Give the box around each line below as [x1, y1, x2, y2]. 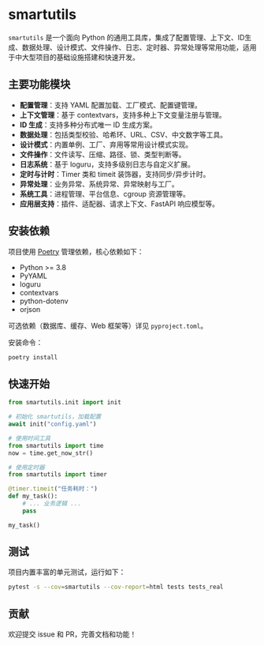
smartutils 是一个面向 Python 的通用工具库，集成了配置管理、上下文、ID [8, 32, 245, 42]
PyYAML [19, 271, 47, 280]
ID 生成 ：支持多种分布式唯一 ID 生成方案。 [19, 120, 157, 130]
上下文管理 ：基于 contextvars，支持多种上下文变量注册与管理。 [19, 110, 226, 119]
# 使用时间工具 [8, 434, 51, 442]
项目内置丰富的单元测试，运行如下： [8, 567, 126, 577]
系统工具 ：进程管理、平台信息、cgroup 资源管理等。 [19, 189, 191, 198]
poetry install [8, 353, 58, 361]
